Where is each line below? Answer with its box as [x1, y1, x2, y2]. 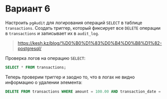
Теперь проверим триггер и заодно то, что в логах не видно [5, 74, 135, 80]
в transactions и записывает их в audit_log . [5, 30, 100, 36]
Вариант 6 [5, 3, 50, 15]
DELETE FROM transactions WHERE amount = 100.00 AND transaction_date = [5, 89, 161, 94]
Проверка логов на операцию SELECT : [5, 55, 86, 61]
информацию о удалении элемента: [5, 79, 82, 85]
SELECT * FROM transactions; [5, 65, 66, 70]
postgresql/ [17, 45, 42, 51]
